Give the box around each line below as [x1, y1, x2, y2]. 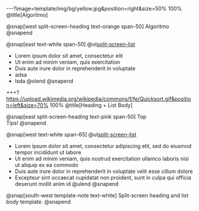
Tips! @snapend [6, 119, 46, 127]
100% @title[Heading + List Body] [49, 102, 133, 109]
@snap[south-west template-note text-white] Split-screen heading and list [6, 192, 189, 199]
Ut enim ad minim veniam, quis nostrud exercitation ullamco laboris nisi [14, 155, 189, 162]
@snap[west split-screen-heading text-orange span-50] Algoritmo [6, 23, 169, 30]
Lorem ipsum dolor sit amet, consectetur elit [14, 52, 123, 59]
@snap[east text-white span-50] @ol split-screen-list [6, 41, 135, 48]
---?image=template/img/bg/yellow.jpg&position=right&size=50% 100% [6, 5, 182, 12]
